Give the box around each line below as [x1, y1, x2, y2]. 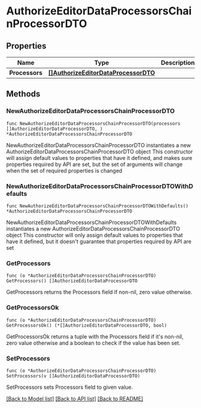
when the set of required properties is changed [6, 167, 123, 174]
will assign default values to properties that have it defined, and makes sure [6, 154, 193, 161]
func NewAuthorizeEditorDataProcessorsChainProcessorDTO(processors [6, 120, 181, 126]
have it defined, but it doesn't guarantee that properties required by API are [6, 238, 191, 245]
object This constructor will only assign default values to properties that [6, 231, 184, 238]
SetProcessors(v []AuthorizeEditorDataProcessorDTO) [6, 373, 141, 379]
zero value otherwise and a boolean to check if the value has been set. [6, 339, 181, 346]
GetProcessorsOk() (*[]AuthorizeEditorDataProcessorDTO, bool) [6, 322, 167, 328]
